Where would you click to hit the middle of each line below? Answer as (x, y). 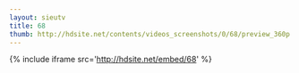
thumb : (21, 34)
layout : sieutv (38, 17)
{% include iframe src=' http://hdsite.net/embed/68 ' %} (111, 60)
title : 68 (28, 26)
